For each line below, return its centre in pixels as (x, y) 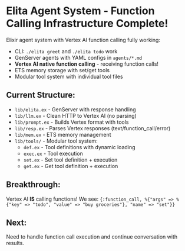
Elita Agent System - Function (80, 11)
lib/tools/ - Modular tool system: (56, 141)
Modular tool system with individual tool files (69, 76)
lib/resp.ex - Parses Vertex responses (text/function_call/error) (92, 128)
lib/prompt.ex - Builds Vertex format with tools (72, 122)
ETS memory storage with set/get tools (62, 70)
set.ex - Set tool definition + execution (70, 160)
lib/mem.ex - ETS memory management (63, 134)
